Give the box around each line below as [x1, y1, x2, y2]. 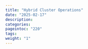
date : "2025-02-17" [5, 12, 47, 17]
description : [5, 17, 33, 22]
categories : [5, 21, 31, 27]
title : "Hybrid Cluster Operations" [5, 7, 83, 13]
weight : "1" [5, 36, 31, 41]
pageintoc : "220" [5, 27, 42, 32]
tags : [5, 31, 17, 36]
